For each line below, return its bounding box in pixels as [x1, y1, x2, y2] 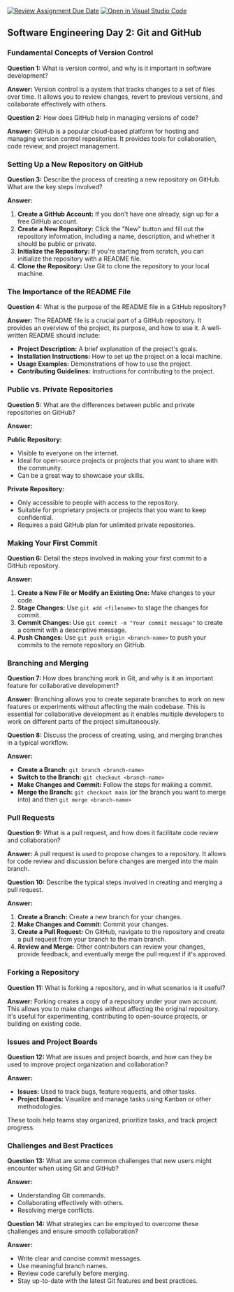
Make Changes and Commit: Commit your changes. [17, 920, 169, 928]
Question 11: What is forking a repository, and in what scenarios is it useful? [7, 983, 226, 991]
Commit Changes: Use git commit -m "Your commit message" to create [17, 618, 224, 626]
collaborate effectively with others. [7, 99, 108, 108]
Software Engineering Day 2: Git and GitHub [7, 27, 202, 39]
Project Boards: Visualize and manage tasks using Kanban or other [17, 1095, 212, 1104]
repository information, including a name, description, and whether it [17, 232, 215, 240]
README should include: [29, 331, 101, 340]
